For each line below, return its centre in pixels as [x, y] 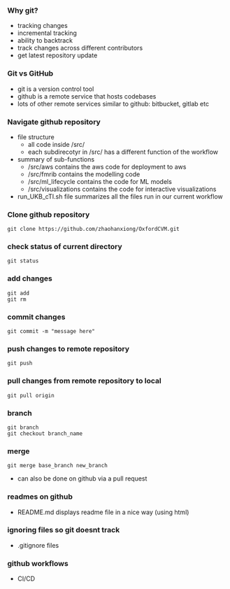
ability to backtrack [45, 41]
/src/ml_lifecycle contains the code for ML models [100, 181]
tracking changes [42, 26]
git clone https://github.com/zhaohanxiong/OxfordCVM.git [93, 229]
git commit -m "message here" [51, 332]
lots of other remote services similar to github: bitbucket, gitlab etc [113, 104]
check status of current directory [65, 247]
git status [23, 261]
